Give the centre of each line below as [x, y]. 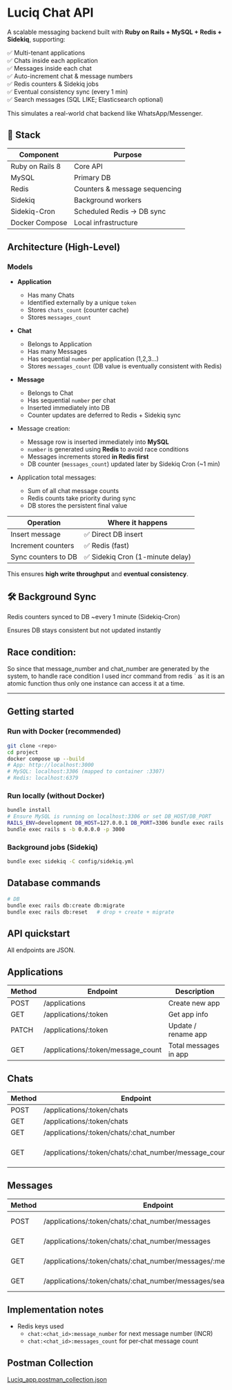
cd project [23, 752]
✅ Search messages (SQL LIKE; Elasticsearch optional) [85, 99]
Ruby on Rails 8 [36, 166]
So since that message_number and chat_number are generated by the [108, 669]
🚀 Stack [24, 135]
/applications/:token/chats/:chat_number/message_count [136, 1152]
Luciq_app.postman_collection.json [57, 1380]
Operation [44, 523]
